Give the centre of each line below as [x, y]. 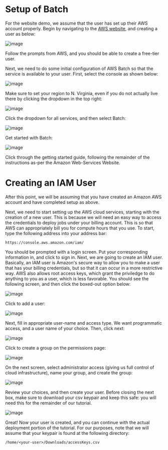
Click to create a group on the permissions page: [56, 348]
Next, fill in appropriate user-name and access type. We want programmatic [83, 323]
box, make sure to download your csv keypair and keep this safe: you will [81, 397]
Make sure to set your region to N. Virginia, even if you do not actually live [81, 93]
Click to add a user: [25, 304]
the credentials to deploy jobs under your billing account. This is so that [79, 222]
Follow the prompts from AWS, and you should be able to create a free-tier [82, 53]
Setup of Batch [37, 9]
